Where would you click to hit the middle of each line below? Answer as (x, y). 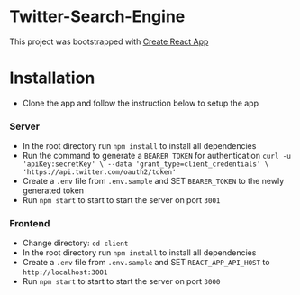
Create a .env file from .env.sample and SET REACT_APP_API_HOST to (146, 263)
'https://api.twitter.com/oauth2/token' (99, 172)
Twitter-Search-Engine (97, 17)
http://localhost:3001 (65, 272)
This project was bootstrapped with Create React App (109, 41)
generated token (53, 190)
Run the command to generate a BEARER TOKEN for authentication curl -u (156, 156)
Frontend (30, 224)
